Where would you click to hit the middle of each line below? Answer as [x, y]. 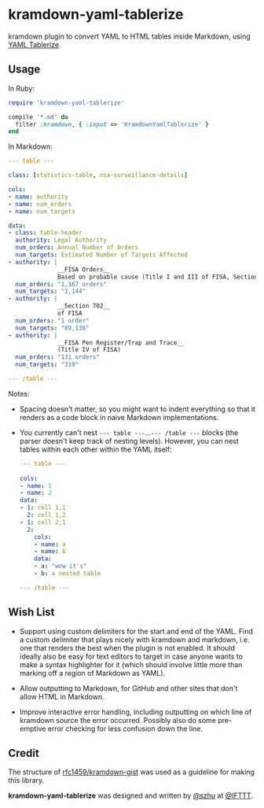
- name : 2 [36, 493]
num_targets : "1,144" [51, 291]
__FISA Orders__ [84, 269]
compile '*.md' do [38, 117]
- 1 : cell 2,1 [42, 522]
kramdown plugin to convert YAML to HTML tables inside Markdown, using [130, 36]
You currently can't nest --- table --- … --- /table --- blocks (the [129, 432]
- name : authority [38, 197]
